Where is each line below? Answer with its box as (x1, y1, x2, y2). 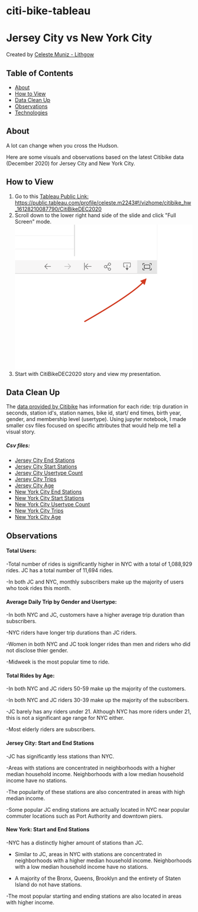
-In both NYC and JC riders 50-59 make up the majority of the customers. (6, 685, 186, 692)
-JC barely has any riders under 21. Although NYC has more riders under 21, (6, 708, 191, 715)
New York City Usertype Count (14, 501, 90, 508)
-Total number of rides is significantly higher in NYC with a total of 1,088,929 (6, 560, 193, 567)
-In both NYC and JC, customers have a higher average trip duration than (6, 611, 185, 618)
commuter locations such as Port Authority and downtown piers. (6, 812, 163, 819)
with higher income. (6, 898, 55, 905)
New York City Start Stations (14, 495, 85, 502)
